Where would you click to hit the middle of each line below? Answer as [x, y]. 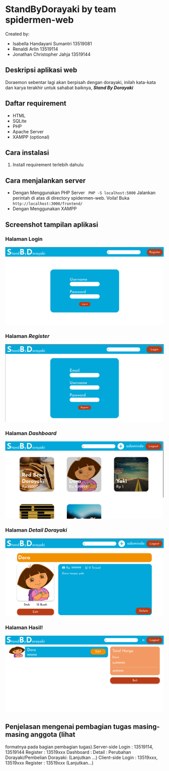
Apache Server [28, 131]
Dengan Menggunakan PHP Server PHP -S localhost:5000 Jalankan [84, 193]
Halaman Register [27, 336]
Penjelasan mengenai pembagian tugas [68, 727]
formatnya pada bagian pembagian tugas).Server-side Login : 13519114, [79, 747]
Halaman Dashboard [31, 433]
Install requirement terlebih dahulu [48, 165]
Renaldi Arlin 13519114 [35, 49]
